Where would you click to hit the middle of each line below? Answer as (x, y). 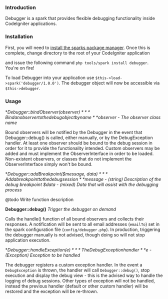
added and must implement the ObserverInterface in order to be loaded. (79, 153)
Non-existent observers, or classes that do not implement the (68, 158)
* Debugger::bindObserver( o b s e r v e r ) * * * (48, 112)
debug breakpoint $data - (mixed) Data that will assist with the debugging (82, 184)
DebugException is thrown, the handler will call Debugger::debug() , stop (77, 270)
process (13, 189)
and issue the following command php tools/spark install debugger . (77, 62)
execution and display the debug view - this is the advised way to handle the (84, 275)
